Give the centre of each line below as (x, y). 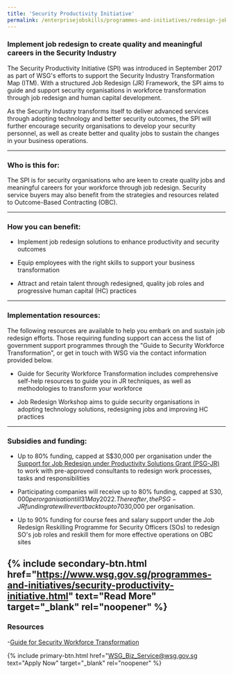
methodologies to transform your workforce (80, 388)
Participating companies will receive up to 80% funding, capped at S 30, (120, 491)
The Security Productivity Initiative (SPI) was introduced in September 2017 (115, 68)
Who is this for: (34, 165)
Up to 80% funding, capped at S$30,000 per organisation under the (114, 456)
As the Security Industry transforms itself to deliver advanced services (108, 111)
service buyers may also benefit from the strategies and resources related (113, 195)
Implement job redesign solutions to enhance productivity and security (118, 242)
